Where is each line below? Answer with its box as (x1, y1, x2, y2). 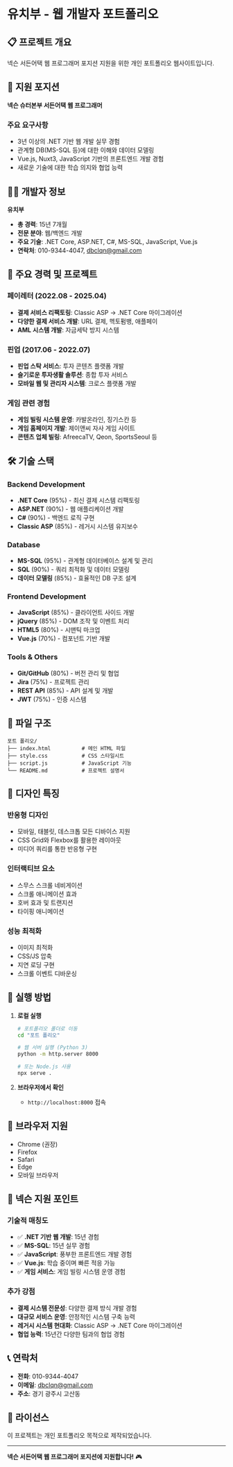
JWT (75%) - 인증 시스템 (17, 695, 87, 703)
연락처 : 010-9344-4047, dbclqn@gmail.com (17, 246, 142, 254)
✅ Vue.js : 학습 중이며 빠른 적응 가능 (17, 1259, 116, 1267)
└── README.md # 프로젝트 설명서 (7, 767, 125, 774)
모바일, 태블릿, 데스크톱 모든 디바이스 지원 (17, 827, 130, 836)
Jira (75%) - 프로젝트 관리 (17, 677, 89, 686)
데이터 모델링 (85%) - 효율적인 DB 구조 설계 (17, 574, 137, 583)
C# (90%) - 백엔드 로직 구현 (17, 513, 95, 521)
